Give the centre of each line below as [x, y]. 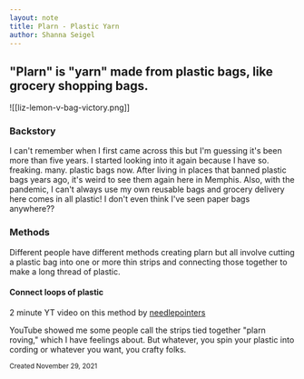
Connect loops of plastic [57, 293]
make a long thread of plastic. [65, 271]
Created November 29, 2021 [54, 366]
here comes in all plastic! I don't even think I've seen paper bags [130, 199]
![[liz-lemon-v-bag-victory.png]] [69, 108]
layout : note [34, 18]
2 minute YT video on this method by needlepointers [108, 312]
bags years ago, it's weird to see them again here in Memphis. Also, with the [152, 180]
